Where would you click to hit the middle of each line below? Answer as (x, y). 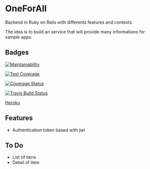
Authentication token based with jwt (48, 130)
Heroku (13, 102)
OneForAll (26, 9)
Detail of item (26, 163)
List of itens (24, 157)
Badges (17, 52)
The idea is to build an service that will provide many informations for (75, 32)
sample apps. (19, 37)
